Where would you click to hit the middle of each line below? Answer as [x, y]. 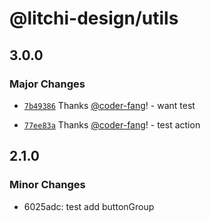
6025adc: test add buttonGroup [89, 206]
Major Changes [47, 84]
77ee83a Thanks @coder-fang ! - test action [112, 124]
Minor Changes [47, 185]
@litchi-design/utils [94, 18]
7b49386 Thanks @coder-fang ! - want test [109, 105]
